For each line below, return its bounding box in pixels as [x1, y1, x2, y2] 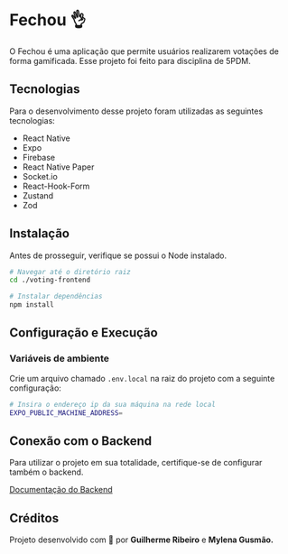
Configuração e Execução [9, 325, 158, 341]
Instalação [9, 226, 70, 242]
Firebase [22, 152, 56, 162]
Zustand [22, 189, 54, 201]
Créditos [9, 510, 60, 526]
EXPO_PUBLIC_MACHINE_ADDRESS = [9, 408, 124, 418]
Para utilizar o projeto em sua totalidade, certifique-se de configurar [9, 457, 263, 468]
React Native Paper [22, 162, 95, 172]
